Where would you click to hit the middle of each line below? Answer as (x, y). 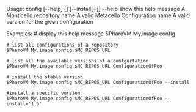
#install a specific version (43, 93)
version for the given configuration (50, 22)
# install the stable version (45, 77)
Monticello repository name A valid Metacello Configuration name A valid (98, 15)
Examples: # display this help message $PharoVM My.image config (91, 34)
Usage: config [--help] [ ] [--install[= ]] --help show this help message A (96, 9)
